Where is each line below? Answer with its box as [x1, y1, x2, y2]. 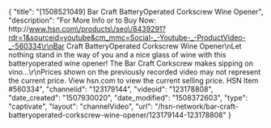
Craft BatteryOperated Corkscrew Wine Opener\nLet [66, 41, 242, 51]
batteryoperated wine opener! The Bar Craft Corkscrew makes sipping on [8, 58, 253, 68]
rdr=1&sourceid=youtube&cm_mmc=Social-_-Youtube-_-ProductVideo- [8, 32, 246, 42]
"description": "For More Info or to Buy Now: [8, 15, 156, 25]
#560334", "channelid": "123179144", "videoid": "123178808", [8, 84, 214, 94]
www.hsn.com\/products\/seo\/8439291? [28, 24, 166, 33]
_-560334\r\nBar [8, 41, 65, 51]
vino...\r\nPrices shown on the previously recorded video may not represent [8, 67, 261, 76]
